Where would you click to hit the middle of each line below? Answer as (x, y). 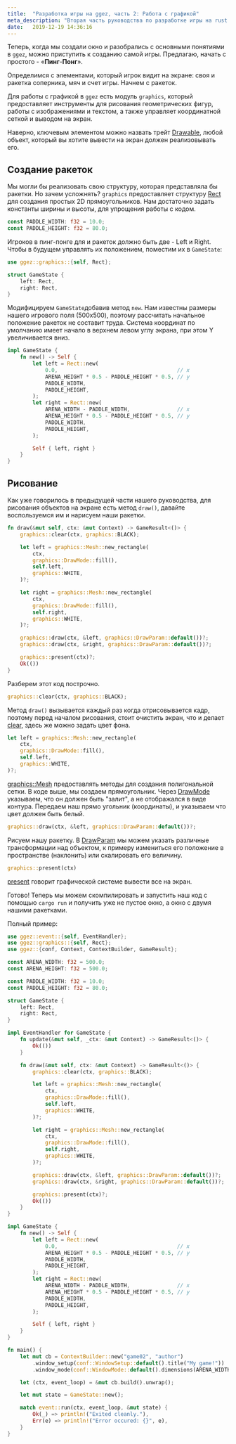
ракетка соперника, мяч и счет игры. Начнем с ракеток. (92, 83)
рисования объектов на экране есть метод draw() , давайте (96, 508)
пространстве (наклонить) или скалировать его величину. (95, 855)
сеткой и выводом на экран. (50, 119)
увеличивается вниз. (39, 337)
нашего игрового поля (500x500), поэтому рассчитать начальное (106, 315)
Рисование (33, 483)
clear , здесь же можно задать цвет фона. (69, 725)
